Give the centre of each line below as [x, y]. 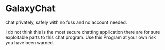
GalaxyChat [30, 9]
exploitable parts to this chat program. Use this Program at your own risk [81, 37]
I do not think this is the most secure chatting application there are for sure [83, 32]
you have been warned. [30, 42]
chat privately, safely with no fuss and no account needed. [66, 22]
